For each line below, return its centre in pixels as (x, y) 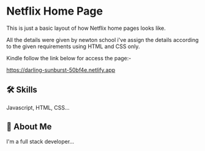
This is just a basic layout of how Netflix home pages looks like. (86, 28)
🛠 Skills (22, 90)
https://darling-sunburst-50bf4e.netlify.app (61, 70)
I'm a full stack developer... (40, 141)
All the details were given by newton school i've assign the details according (102, 40)
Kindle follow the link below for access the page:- (69, 58)
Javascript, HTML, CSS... (38, 107)
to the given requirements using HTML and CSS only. (73, 46)
